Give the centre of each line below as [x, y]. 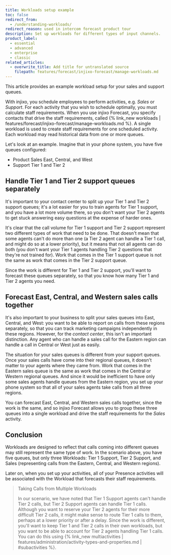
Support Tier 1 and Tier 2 [39, 165]
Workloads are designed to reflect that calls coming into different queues [82, 447]
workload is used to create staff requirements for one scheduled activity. [82, 129]
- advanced [21, 48]
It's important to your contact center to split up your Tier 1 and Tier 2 [77, 201]
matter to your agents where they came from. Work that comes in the [78, 365]
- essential [23, 43]
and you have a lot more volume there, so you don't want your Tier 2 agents [85, 212]
